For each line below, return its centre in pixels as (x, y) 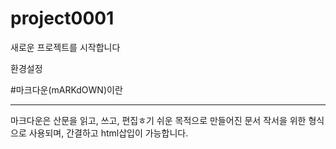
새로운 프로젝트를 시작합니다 (65, 47)
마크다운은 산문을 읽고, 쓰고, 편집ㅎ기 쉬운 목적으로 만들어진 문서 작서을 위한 (158, 120)
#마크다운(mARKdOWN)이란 (66, 89)
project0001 (62, 18)
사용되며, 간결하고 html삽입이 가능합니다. (108, 133)
